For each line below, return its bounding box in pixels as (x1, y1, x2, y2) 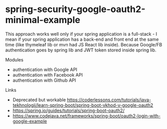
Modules (5, 56, 24, 62)
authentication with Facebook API (12, 72, 83, 78)
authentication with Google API (12, 67, 77, 73)
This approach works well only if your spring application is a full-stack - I (5, 31, 157, 37)
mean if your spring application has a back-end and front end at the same (5, 36, 159, 42)
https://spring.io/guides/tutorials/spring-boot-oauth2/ (12, 107, 125, 113)
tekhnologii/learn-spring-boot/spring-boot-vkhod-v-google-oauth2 (12, 102, 153, 108)
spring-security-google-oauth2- (5, 4, 146, 15)
